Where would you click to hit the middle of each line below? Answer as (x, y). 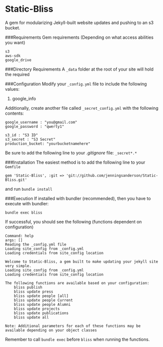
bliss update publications (41, 313)
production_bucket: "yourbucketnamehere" (48, 144)
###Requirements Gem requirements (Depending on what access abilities (79, 37)
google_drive (18, 60)
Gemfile (13, 167)
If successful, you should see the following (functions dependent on (73, 222)
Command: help (20, 236)
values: (12, 89)
